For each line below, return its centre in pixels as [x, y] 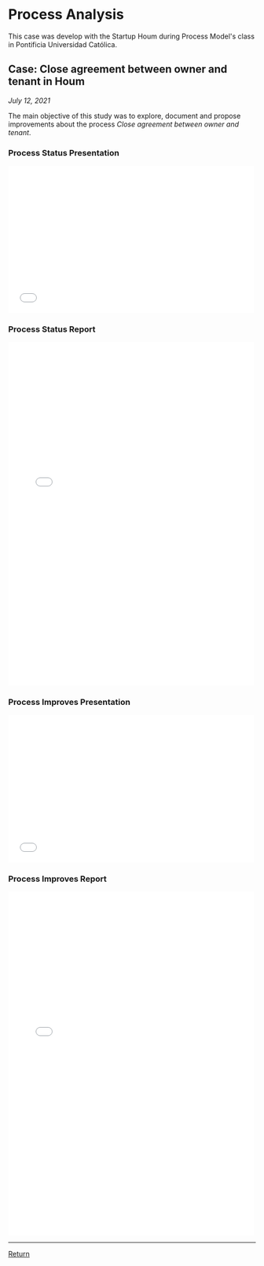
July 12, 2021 [29, 101]
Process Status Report [52, 329]
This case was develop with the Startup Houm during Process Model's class [132, 36]
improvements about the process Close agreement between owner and [124, 124]
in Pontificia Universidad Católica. [63, 44]
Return [19, 1253]
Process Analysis [66, 15]
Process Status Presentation [64, 152]
